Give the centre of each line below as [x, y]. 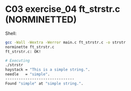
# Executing [17, 60]
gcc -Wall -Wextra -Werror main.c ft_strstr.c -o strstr [65, 42]
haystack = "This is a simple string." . [48, 70]
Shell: [11, 33]
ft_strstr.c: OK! [23, 51]
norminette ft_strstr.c [30, 47]
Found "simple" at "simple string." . [44, 83]
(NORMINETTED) [41, 20]
